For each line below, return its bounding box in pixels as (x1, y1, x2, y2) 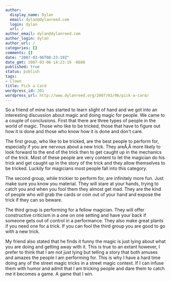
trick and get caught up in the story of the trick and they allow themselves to (5, 160, 165, 166)
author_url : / (5, 41, 36, 46)
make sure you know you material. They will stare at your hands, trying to (5, 181, 159, 187)
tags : (5, 74, 17, 79)
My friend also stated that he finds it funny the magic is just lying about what (5, 238, 166, 245)
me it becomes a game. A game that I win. (5, 271, 94, 277)
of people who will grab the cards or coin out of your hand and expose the (5, 192, 161, 198)
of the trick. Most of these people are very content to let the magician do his (5, 155, 165, 161)
